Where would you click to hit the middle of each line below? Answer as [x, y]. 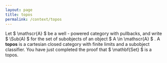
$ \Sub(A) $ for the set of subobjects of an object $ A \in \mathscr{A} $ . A [83, 39]
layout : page [19, 10]
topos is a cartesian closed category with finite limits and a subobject [77, 44]
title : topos [19, 15]
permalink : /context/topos [34, 19]
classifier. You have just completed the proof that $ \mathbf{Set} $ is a [79, 50]
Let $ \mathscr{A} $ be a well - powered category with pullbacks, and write [84, 34]
